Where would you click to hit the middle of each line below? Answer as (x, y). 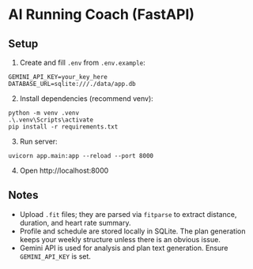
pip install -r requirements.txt (63, 127)
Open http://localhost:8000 (64, 170)
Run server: (38, 141)
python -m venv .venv (44, 113)
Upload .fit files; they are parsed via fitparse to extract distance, (128, 214)
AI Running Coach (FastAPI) (102, 15)
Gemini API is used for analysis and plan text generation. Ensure (124, 248)
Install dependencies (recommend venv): (87, 99)
